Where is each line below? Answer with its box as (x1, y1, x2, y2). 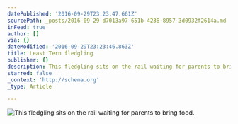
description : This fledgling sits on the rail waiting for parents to (7, 63, 220, 70)
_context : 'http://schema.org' (7, 76, 100, 84)
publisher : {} (7, 57, 50, 64)
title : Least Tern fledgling (7, 50, 93, 57)
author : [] (7, 30, 40, 38)
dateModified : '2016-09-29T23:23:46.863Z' (7, 43, 135, 50)
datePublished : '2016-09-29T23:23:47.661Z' (7, 10, 138, 18)
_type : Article (7, 83, 52, 90)
